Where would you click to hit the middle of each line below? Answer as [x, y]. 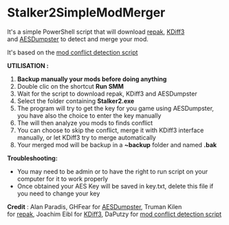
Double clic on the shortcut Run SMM [70, 86]
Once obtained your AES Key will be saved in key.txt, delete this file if [115, 186]
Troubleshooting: [33, 158]
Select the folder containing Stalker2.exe [76, 100]
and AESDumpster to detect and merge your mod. [78, 39]
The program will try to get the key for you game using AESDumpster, [116, 108]
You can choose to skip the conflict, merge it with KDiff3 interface [110, 130]
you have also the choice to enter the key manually [89, 116]
